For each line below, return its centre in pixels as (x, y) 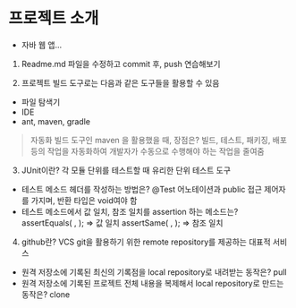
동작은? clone (46, 294)
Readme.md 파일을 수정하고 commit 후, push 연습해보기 (121, 64)
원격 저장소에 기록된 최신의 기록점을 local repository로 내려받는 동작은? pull (154, 272)
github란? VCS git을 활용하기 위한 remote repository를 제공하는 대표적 (146, 242)
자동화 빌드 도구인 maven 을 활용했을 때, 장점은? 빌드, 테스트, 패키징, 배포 (159, 140)
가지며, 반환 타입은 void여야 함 (84, 200)
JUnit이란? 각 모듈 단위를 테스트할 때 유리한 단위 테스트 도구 (126, 170)
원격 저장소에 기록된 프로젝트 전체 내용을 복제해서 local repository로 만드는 (152, 283)
